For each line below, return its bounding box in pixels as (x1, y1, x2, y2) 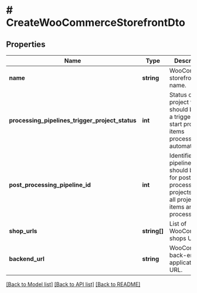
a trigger (169, 113, 193, 121)
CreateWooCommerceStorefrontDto (6, 16, 186, 29)
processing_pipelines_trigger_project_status (9, 117, 137, 124)
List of (169, 220, 186, 227)
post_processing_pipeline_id (9, 181, 91, 189)
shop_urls (9, 227, 38, 235)
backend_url (9, 255, 45, 263)
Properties (6, 39, 46, 49)
